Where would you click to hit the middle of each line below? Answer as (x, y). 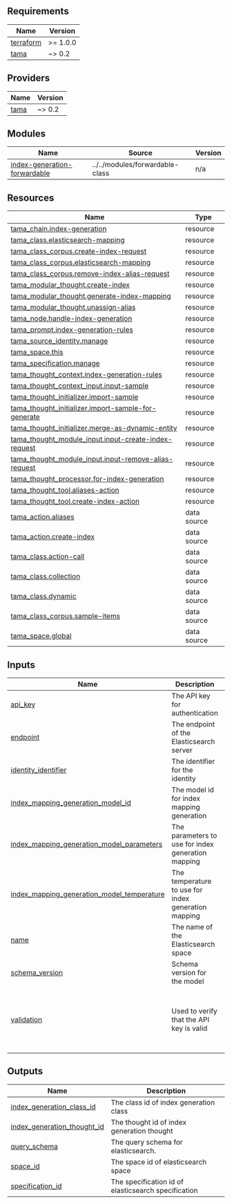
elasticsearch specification (154, 1190)
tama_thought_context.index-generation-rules (86, 375)
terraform (26, 42)
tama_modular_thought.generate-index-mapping (91, 296)
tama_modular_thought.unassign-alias (73, 308)
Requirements (38, 11)
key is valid (190, 1029)
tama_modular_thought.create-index (70, 285)
